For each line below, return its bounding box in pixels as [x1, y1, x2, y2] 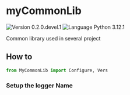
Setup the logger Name [6, 81, 73, 89]
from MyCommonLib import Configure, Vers [6, 67, 108, 73]
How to [6, 52, 33, 62]
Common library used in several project [6, 35, 101, 42]
